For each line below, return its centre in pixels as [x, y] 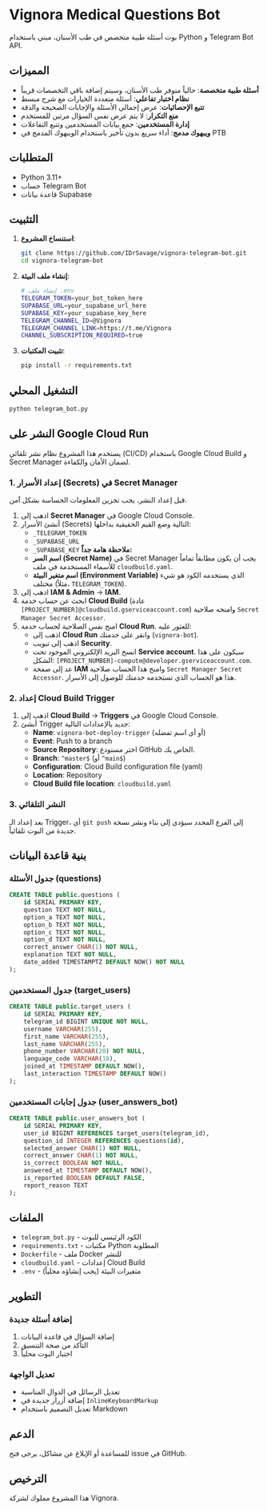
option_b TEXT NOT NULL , [65, 925]
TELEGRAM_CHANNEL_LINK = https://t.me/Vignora [96, 328]
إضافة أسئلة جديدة [41, 1319]
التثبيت [24, 219]
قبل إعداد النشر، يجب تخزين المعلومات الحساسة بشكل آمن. [98, 499]
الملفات [26, 1218]
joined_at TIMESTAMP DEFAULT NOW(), [85, 1067]
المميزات [30, 71]
